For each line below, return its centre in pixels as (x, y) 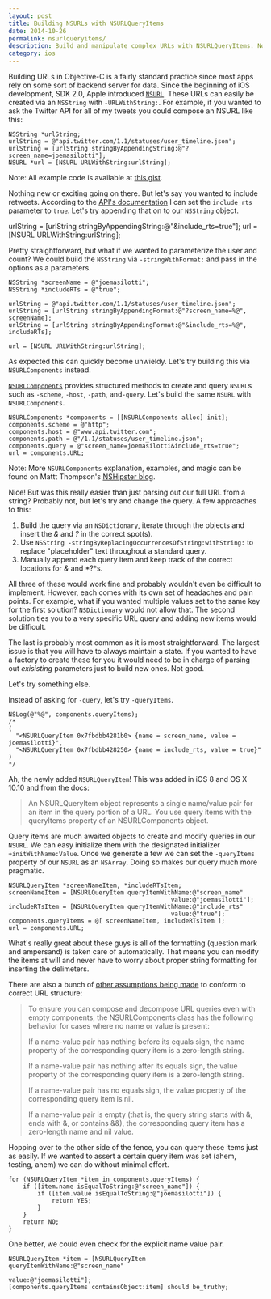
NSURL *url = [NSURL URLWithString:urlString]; (90, 163)
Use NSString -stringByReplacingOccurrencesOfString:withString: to (137, 542)
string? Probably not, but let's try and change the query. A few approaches (132, 501)
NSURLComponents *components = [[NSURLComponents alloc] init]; (119, 418)
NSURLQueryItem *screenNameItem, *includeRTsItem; (95, 885)
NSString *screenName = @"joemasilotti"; (79, 282)
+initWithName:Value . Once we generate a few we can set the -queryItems (132, 853)
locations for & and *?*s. (61, 568)
